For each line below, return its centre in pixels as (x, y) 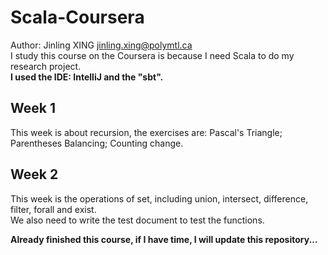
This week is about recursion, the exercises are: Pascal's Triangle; (146, 132)
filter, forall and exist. (53, 209)
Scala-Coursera (77, 17)
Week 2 (34, 174)
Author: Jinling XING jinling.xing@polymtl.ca (101, 45)
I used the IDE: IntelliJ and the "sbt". (87, 77)
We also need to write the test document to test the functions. (137, 220)
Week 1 (33, 108)
